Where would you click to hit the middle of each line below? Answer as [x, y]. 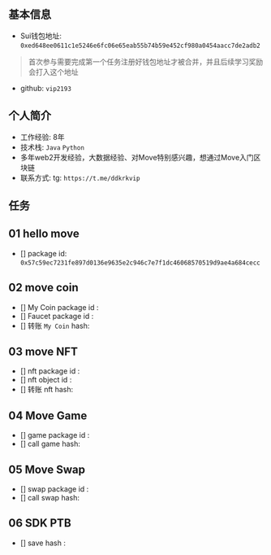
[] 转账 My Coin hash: [55, 326]
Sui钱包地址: [41, 36]
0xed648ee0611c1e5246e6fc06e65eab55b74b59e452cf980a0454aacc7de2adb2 [140, 46]
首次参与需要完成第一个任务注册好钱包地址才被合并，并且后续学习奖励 [146, 61]
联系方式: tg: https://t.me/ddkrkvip [80, 177]
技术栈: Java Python [52, 147]
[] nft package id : [50, 371]
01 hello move [44, 234]
